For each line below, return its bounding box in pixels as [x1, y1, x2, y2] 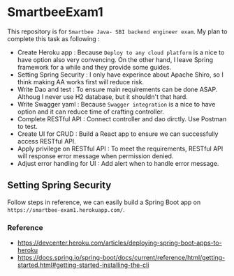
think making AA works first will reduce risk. [17, 77, 145, 86]
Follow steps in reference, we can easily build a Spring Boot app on [7, 198, 201, 206]
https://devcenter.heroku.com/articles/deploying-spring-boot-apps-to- [17, 238, 222, 247]
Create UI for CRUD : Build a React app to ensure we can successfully [17, 130, 219, 138]
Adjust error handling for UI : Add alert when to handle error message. [17, 159, 219, 167]
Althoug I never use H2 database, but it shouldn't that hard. [17, 92, 189, 101]
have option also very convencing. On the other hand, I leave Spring [17, 55, 214, 63]
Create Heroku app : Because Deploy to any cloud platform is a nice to [17, 48, 225, 56]
